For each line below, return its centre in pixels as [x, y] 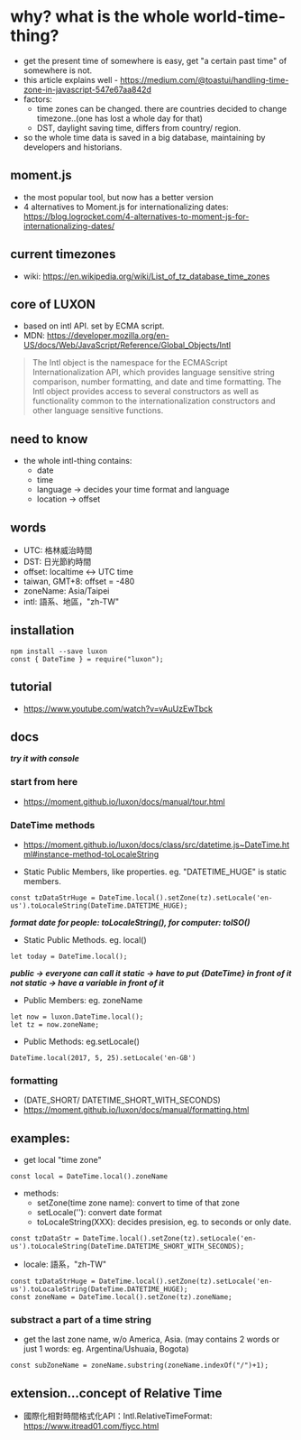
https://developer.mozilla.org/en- [108, 336]
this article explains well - [71, 79]
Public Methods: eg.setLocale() [82, 1042]
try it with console [45, 759]
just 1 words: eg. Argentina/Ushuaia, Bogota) [106, 1349]
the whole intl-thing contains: [78, 461]
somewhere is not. [58, 70]
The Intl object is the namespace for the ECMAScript [130, 363]
